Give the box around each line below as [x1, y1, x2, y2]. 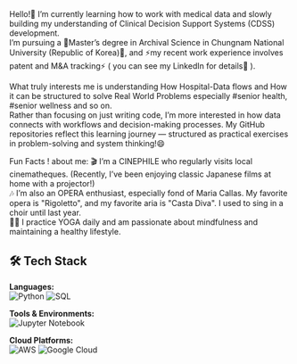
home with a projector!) [9, 178, 95, 189]
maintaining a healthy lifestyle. [9, 227, 121, 237]
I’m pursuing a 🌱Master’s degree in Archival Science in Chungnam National [9, 37, 285, 48]
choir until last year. [9, 207, 82, 219]
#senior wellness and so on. [9, 100, 113, 112]
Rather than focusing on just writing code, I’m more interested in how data [9, 110, 281, 120]
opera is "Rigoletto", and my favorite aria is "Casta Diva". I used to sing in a [9, 198, 284, 209]
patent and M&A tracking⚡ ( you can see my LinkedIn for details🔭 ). [9, 61, 256, 71]
